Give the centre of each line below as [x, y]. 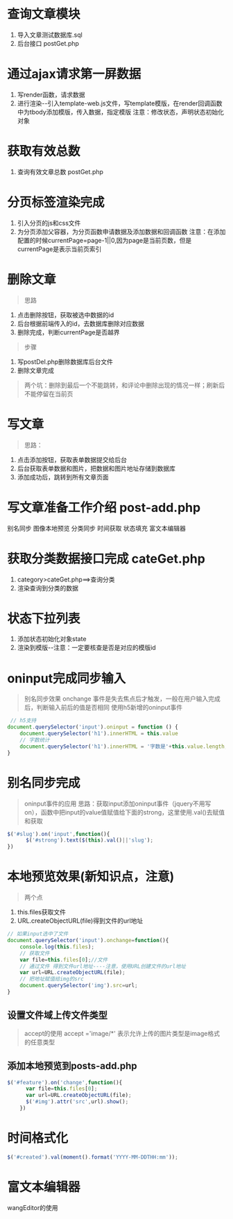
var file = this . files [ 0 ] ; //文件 [64, 960]
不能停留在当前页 [49, 393]
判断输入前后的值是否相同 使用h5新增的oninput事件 [110, 708]
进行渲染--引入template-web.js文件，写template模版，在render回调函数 [120, 103]
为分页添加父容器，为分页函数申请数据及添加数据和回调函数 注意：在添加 [121, 231]
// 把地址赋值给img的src [52, 979]
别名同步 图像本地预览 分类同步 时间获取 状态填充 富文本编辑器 [96, 528]
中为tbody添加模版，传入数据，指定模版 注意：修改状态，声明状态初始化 [120, 112]
